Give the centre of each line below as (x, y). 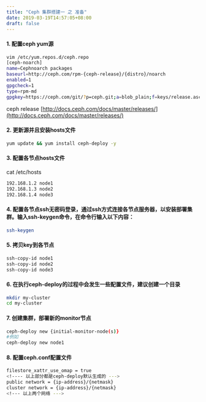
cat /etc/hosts (24, 172)
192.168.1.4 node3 (30, 195)
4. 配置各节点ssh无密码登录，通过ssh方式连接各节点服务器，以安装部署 (97, 210)
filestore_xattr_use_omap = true (49, 371)
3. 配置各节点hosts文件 (36, 158)
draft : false (23, 23)
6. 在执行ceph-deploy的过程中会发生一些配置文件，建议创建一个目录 (93, 284)
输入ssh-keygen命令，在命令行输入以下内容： (75, 217)
